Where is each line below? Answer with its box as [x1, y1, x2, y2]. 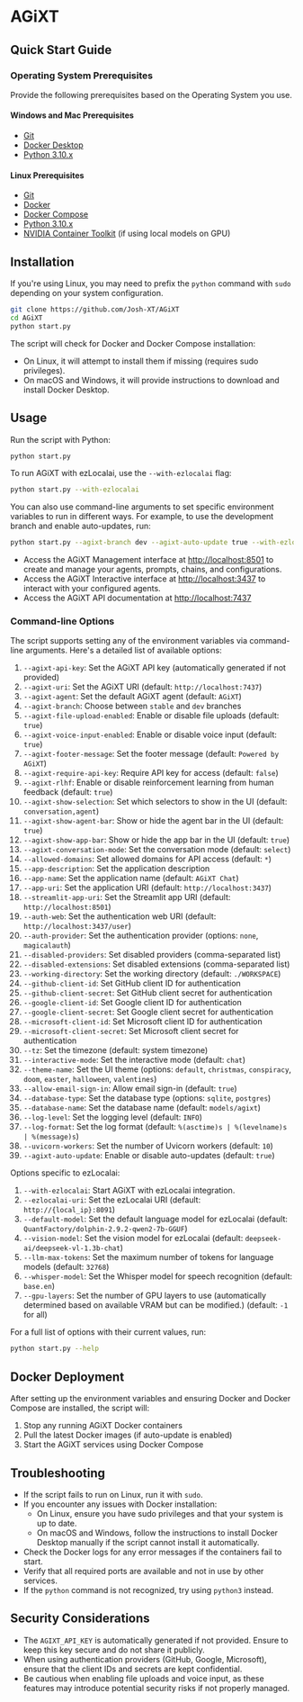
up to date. [36, 1517, 77, 1528]
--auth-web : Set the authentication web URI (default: [22, 911, 217, 922]
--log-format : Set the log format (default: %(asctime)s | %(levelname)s [22, 1121, 288, 1132]
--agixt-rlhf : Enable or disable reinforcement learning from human [22, 777, 274, 788]
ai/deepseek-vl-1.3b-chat [22, 1244, 120, 1253]
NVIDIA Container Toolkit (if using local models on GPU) [22, 228, 231, 239]
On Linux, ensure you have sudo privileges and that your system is [36, 1508, 284, 1518]
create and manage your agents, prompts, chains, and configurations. [22, 564, 282, 575]
